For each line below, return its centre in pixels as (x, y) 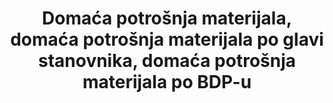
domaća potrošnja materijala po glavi (167, 39)
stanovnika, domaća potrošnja (167, 61)
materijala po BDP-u (167, 82)
